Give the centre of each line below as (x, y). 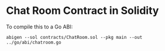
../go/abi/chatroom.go (34, 42)
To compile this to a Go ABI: (39, 27)
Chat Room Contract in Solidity (82, 11)
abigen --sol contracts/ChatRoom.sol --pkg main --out (74, 37)
